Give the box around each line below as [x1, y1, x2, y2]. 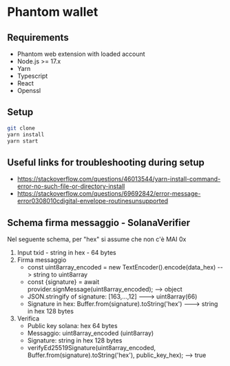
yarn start [7, 137, 39, 145]
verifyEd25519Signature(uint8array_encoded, [27, 344, 156, 352]
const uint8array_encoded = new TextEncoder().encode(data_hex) [27, 263, 216, 272]
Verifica [17, 314, 40, 323]
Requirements [7, 32, 69, 43]
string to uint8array [33, 270, 88, 279]
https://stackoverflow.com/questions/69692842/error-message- [17, 190, 201, 198]
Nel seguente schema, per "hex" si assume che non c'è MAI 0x [7, 235, 187, 243]
